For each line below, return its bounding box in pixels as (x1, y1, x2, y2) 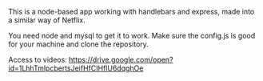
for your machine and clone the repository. (8, 39, 149, 49)
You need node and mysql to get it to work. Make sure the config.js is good (8, 31, 256, 40)
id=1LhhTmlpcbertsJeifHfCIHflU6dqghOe (8, 63, 144, 73)
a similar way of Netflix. (8, 15, 86, 25)
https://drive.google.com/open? (69, 55, 173, 64)
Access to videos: (8, 55, 68, 64)
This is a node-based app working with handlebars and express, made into (8, 7, 255, 16)
